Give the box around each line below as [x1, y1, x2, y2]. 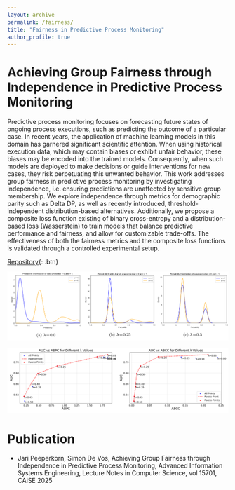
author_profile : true [7, 34, 71, 41]
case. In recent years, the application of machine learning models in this [7, 132, 215, 141]
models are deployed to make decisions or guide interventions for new [7, 162, 211, 171]
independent [7, 207, 44, 215]
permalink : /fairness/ [7, 18, 74, 26]
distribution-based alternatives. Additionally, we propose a [45, 207, 215, 215]
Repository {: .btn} [7, 258, 59, 266]
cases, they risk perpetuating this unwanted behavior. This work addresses [7, 170, 224, 178]
